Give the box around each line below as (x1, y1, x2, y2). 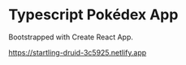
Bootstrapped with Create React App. (8, 32, 134, 42)
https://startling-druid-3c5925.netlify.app (8, 47, 147, 57)
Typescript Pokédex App (8, 6, 179, 24)
